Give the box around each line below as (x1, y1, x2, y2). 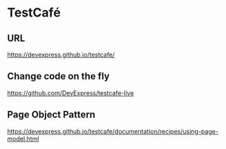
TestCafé (7, 5, 61, 21)
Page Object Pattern (7, 109, 95, 121)
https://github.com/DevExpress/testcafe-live (7, 88, 134, 97)
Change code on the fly (7, 70, 110, 82)
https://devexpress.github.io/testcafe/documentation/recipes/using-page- (7, 127, 219, 135)
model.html (7, 135, 39, 143)
